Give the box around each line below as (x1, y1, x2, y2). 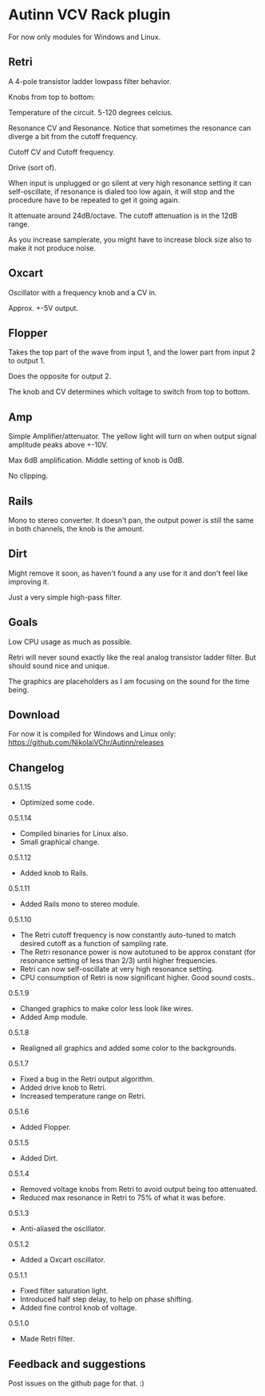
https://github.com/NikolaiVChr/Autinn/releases (8, 738, 164, 748)
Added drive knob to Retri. (19, 1083, 107, 1093)
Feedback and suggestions (8, 1357, 146, 1370)
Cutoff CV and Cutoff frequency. (8, 146, 116, 157)
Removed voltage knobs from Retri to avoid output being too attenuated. (19, 1185, 258, 1194)
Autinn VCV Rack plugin (8, 6, 171, 24)
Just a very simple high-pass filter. (8, 592, 122, 602)
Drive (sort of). (8, 162, 57, 172)
